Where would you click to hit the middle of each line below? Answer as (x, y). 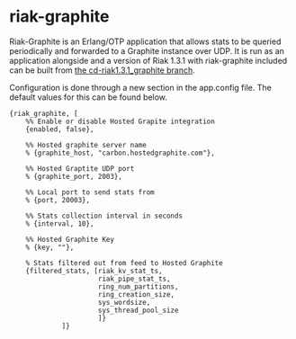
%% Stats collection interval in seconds (104, 216)
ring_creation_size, (136, 294)
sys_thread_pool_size (138, 310)
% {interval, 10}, (60, 223)
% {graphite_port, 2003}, (74, 176)
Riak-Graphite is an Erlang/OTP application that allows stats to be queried (145, 41)
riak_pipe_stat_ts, (134, 279)
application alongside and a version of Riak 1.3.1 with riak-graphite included (148, 60)
